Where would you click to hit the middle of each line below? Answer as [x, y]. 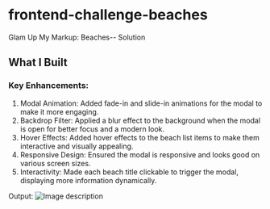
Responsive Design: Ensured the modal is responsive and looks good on [140, 154]
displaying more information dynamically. [88, 180]
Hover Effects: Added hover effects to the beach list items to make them [140, 137]
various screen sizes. [55, 163]
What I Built [38, 63]
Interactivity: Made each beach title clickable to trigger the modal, [129, 172]
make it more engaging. [59, 111]
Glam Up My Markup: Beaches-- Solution [77, 37]
